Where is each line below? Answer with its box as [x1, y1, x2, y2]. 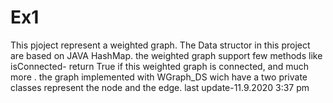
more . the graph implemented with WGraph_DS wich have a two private [10, 71, 308, 83]
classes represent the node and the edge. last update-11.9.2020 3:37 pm [10, 81, 310, 93]
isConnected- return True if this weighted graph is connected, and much [10, 60, 310, 72]
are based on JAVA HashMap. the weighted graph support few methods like [10, 49, 323, 61]
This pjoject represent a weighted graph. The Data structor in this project [10, 39, 311, 51]
